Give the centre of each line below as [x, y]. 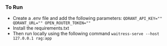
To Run [14, 7]
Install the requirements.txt [41, 28]
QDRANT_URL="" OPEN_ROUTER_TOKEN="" [52, 23]
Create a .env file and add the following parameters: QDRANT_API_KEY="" [87, 18]
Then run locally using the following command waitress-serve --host [86, 34]
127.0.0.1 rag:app [32, 39]
